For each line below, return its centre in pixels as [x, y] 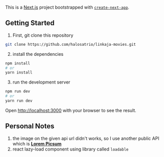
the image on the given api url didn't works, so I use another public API [86, 138]
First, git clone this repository [43, 35]
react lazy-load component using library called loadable [70, 149]
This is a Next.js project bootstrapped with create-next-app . [67, 7]
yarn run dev [19, 101]
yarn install [19, 72]
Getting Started [30, 23]
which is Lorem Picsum [37, 143]
